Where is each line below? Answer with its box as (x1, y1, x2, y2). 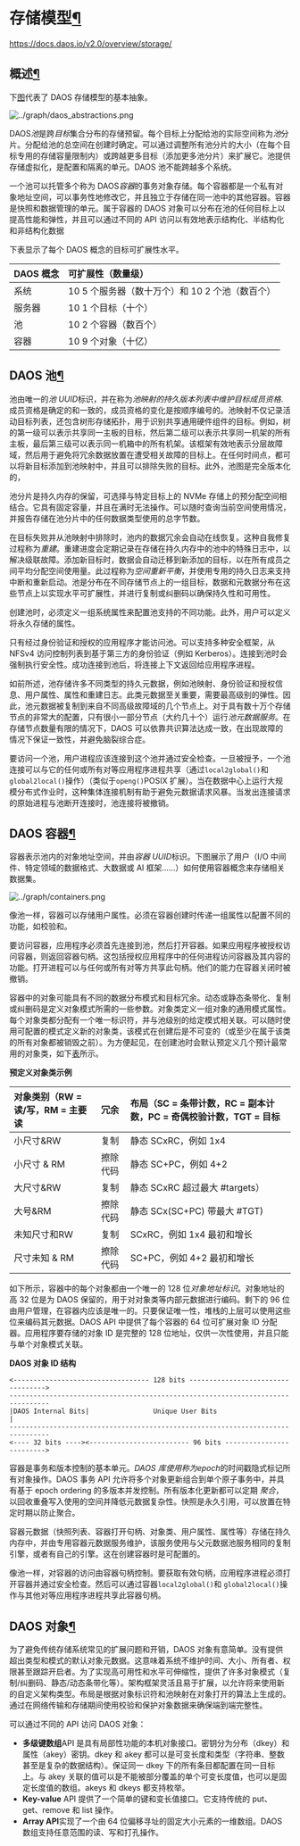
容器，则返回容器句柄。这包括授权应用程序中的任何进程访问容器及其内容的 (16, 952, 291, 962)
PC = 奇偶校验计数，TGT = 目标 (147, 1110, 281, 1123)
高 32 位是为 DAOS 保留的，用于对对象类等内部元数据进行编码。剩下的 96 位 (9, 1294, 290, 1305)
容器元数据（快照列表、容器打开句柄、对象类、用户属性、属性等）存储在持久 (9, 1526, 291, 1537)
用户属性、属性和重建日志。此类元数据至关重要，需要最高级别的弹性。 (24, 689, 283, 700)
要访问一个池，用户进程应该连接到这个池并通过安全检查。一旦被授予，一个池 (9, 753, 291, 763)
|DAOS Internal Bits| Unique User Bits (9, 1407, 218, 1416)
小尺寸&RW (13, 1135, 62, 1147)
